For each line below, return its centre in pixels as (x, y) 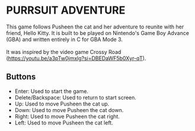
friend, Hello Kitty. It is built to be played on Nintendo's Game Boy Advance (98, 33)
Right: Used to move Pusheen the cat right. (67, 116)
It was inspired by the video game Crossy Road (64, 52)
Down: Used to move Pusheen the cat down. (69, 110)
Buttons (21, 77)
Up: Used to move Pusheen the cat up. (62, 104)
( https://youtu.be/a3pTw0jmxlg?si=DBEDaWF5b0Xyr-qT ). (76, 58)
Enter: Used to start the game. (52, 91)
